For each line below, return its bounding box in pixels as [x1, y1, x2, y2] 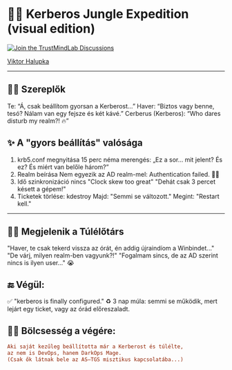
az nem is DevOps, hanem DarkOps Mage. [7, 349, 122, 356]
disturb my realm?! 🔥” [7, 117, 69, 125]
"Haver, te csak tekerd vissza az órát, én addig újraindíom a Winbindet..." [7, 244, 215, 253]
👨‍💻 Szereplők [7, 84, 66, 95]
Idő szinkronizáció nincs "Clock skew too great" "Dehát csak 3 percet [17, 177, 216, 186]
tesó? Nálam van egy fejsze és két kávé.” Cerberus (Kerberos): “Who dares [7, 109, 221, 117]
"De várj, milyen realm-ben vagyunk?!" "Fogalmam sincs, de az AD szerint [7, 251, 219, 260]
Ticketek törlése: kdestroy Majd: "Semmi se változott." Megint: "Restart [17, 192, 220, 200]
